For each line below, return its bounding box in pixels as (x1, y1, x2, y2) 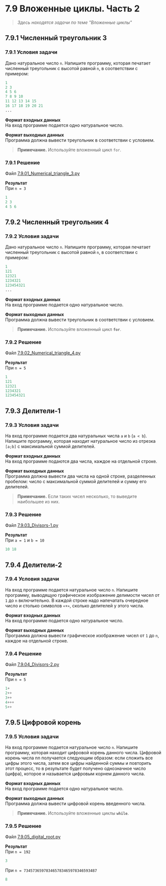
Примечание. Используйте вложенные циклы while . (17, 810, 129, 816)
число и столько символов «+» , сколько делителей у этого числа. (5, 602, 145, 609)
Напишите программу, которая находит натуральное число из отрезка (5, 438, 156, 444)
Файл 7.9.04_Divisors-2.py (5, 661, 59, 667)
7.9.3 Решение (5, 511, 42, 518)
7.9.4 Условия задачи (5, 575, 59, 582)
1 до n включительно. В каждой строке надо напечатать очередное (5, 597, 149, 603)
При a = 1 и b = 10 (5, 537, 45, 543)
